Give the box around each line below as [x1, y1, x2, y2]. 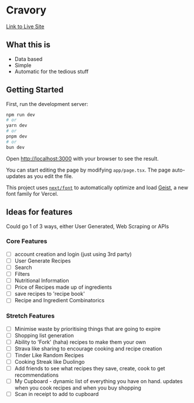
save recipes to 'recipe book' [14, 291, 85, 298]
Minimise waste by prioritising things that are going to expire [14, 325, 161, 332]
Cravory [6, 4, 47, 17]
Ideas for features [6, 207, 73, 217]
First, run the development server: [6, 100, 89, 107]
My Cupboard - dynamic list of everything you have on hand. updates [14, 378, 183, 385]
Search [14, 264, 32, 271]
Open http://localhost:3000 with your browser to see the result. [6, 155, 159, 162]
